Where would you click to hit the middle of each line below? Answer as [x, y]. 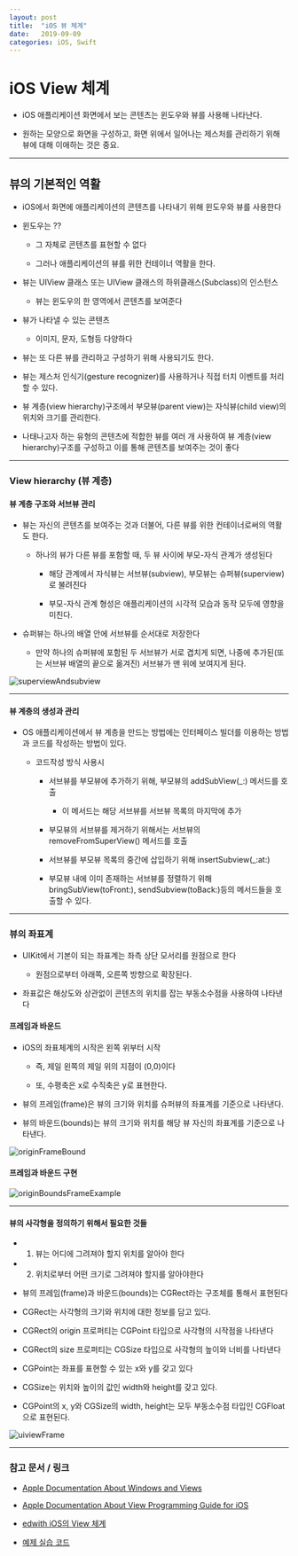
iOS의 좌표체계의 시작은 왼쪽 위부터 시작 [91, 1047]
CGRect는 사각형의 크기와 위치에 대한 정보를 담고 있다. [116, 1312]
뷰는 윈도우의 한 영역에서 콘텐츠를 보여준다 [109, 301]
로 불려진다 [67, 585]
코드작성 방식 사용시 [70, 762]
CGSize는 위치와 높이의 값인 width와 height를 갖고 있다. [120, 1388]
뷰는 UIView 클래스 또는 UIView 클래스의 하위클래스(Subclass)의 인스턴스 [150, 282]
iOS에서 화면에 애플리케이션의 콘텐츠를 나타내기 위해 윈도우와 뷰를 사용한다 [152, 207]
